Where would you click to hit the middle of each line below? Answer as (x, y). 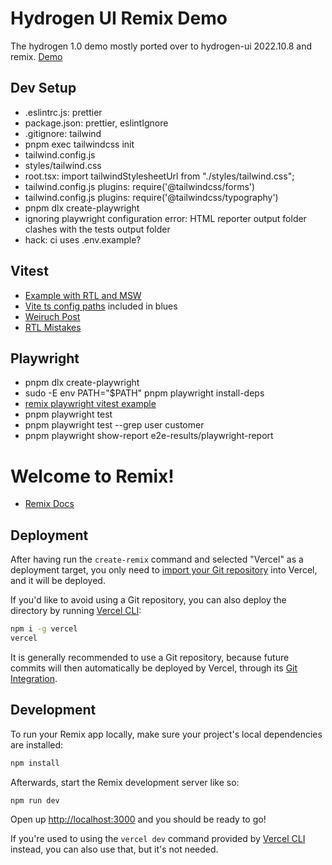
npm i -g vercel (44, 629)
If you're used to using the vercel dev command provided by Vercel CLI (158, 839)
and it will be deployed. (58, 581)
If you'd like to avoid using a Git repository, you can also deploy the (148, 600)
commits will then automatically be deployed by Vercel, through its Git (154, 668)
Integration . (34, 678)
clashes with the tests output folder (97, 229)
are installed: (37, 744)
